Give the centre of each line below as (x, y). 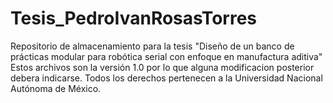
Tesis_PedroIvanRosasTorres (134, 18)
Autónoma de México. (56, 88)
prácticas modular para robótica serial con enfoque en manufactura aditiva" (166, 56)
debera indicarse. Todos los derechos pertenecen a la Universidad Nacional (166, 78)
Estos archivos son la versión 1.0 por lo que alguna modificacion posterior (162, 67)
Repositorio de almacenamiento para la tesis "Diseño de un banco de (152, 46)
